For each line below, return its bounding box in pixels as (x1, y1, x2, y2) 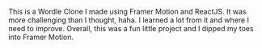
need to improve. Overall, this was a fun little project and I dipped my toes (8, 24, 254, 33)
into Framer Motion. (8, 32, 74, 42)
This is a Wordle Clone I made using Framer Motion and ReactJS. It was (8, 7, 247, 16)
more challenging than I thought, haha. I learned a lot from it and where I (8, 15, 249, 25)
